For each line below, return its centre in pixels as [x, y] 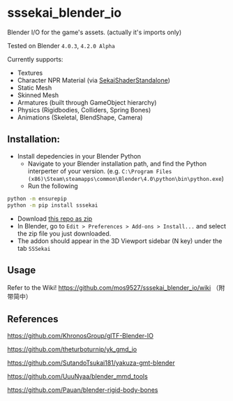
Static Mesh [35, 87]
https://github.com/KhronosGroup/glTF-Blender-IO [80, 336]
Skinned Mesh [38, 95]
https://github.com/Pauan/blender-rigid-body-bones [83, 390]
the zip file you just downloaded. [64, 233]
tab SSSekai [34, 248]
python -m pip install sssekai [53, 205]
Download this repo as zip [55, 219]
